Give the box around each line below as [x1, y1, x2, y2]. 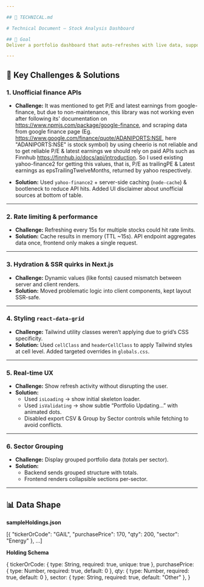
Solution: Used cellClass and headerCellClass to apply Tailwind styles [15, 341, 193, 348]
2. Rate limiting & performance [6, 212, 98, 221]
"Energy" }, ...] [6, 537, 42, 544]
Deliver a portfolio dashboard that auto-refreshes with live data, [6, 42, 183, 48]
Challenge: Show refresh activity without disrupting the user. [15, 382, 168, 390]
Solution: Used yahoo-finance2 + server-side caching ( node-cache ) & [15, 178, 187, 186]
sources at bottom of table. [15, 191, 83, 199]
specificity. [15, 335, 43, 342]
